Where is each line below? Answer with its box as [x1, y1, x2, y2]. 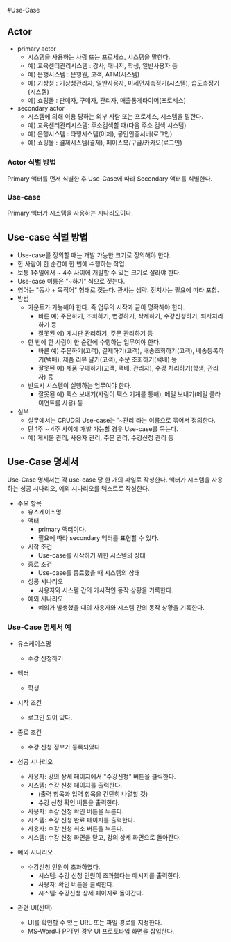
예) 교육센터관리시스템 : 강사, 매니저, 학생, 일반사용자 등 [27, 61, 178, 70]
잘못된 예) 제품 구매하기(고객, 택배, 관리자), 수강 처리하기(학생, [37, 364, 206, 373]
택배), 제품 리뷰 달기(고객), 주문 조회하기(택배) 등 [46, 355, 178, 364]
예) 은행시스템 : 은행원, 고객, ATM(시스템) [27, 70, 140, 79]
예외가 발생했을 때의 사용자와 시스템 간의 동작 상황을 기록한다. [37, 603, 205, 612]
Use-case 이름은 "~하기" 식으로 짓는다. [17, 277, 126, 286]
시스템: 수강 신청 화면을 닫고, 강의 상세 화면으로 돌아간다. [27, 834, 182, 842]
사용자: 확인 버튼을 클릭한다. [37, 880, 114, 888]
